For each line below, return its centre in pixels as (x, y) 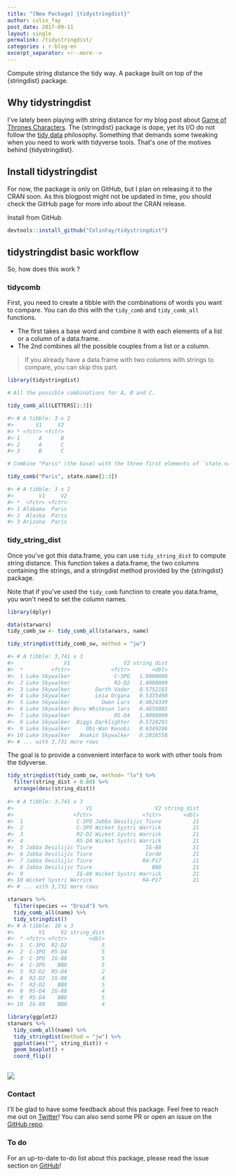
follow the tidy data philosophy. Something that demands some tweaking (112, 135)
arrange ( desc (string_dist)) (55, 789)
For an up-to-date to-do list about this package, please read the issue (108, 1158)
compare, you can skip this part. (71, 368)
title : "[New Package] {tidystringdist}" (69, 14)
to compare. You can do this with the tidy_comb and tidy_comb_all (103, 310)
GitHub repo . (26, 1125)
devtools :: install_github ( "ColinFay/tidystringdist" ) (88, 230)
